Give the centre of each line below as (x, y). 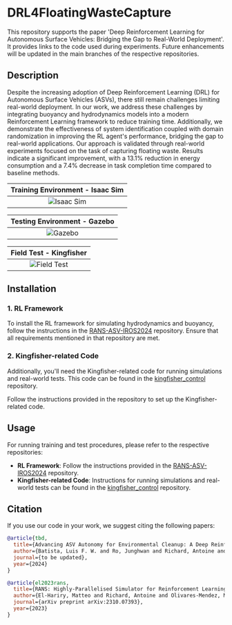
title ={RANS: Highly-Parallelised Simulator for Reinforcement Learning (120, 589)
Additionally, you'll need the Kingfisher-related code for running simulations (115, 371)
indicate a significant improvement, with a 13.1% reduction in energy (104, 158)
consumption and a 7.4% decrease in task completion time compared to (109, 165)
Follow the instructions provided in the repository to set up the (96, 399)
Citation (25, 509)
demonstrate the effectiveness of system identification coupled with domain (116, 128)
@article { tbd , (28, 538)
